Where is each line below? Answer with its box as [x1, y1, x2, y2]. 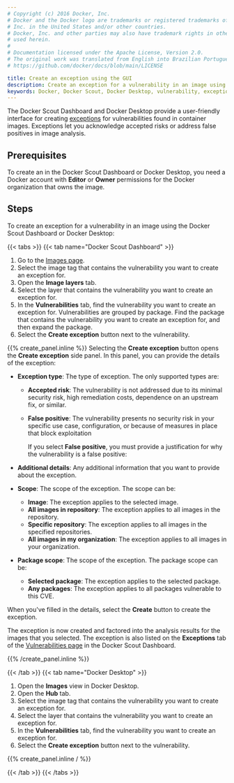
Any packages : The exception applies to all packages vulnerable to [27, 584, 221, 592]
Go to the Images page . [17, 256, 85, 264]
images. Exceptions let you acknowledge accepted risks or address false [7, 122, 217, 130]
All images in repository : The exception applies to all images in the [27, 505, 221, 513]
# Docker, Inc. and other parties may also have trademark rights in [7, 29, 214, 37]
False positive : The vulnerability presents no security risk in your [27, 414, 214, 423]
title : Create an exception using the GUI [7, 75, 132, 82]
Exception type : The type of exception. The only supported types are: [17, 372, 219, 381]
